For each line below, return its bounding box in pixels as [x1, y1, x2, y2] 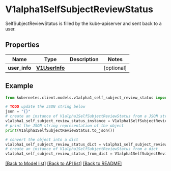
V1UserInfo [36, 64, 65, 71]
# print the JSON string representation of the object [5, 123, 124, 128]
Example [5, 81, 34, 90]
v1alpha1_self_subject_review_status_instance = [5, 119, 110, 124]
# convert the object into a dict [5, 137, 79, 142]
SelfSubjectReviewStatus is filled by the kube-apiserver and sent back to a [5, 20, 162, 26]
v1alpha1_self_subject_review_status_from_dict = [5, 151, 113, 156]
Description [69, 55, 99, 63]
